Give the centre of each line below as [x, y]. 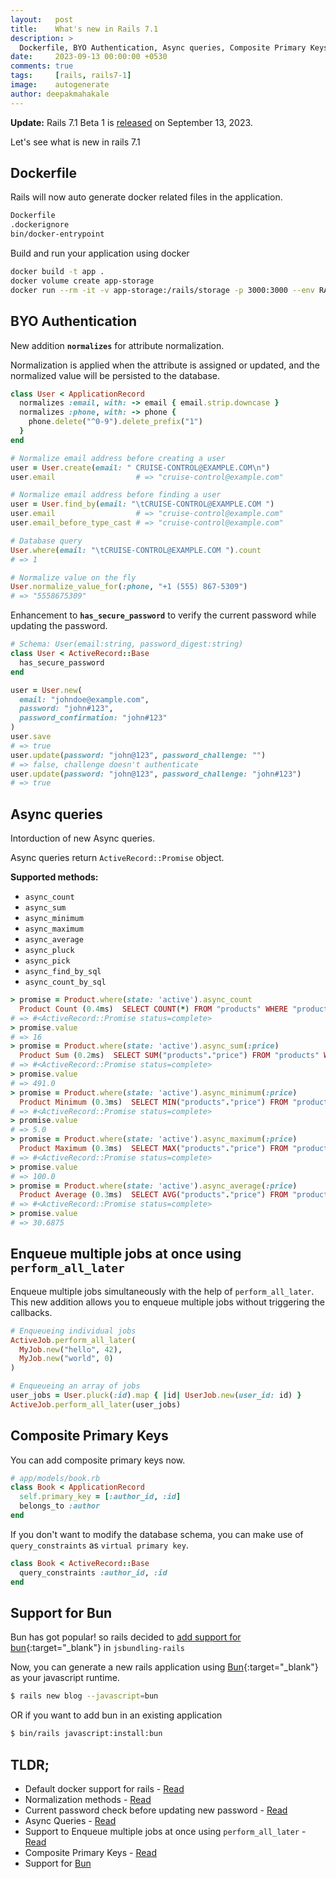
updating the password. [59, 626]
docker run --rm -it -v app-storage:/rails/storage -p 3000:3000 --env [162, 290]
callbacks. [31, 1312]
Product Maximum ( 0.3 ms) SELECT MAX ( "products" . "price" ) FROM [153, 1149]
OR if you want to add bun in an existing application [116, 1715]
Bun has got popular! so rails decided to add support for [126, 1637]
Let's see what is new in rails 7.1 [75, 142]
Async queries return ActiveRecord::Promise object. [117, 858]
